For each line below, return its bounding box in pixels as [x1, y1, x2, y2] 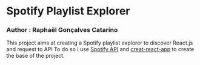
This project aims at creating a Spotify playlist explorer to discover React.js [6, 39, 193, 46]
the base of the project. [6, 52, 65, 60]
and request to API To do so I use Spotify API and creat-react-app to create [6, 46, 195, 53]
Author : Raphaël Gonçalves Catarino [6, 26, 118, 34]
